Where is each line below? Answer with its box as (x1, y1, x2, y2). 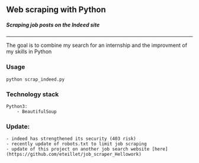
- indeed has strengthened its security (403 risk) (6, 136, 136, 142)
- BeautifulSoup (17, 108, 57, 114)
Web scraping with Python (6, 5, 106, 15)
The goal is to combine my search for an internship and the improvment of (6, 41, 188, 49)
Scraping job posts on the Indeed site (6, 21, 100, 28)
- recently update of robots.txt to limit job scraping (6, 141, 147, 147)
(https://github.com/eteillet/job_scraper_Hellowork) (6, 151, 142, 158)
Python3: (6, 103, 28, 109)
